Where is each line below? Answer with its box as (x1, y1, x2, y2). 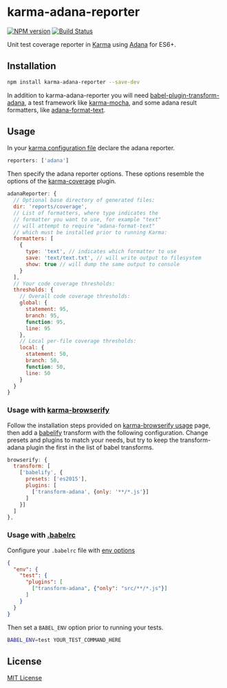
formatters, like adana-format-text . (7, 105, 106, 114)
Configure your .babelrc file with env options (7, 546, 136, 554)
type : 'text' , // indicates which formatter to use (25, 248, 177, 255)
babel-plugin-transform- (150, 91, 220, 99)
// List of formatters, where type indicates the (13, 210, 158, 216)
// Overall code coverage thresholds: (19, 293, 131, 300)
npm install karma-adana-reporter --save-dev (7, 79, 140, 85)
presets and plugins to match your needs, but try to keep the (7, 436, 179, 444)
